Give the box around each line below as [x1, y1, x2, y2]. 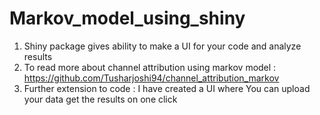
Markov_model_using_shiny [9, 7, 246, 30]
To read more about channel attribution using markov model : [23, 61, 277, 73]
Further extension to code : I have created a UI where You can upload [23, 82, 311, 94]
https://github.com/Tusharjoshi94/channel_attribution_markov [23, 72, 280, 84]
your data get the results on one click [23, 93, 178, 105]
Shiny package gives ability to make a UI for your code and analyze [23, 40, 302, 52]
